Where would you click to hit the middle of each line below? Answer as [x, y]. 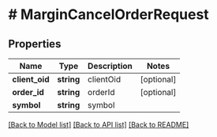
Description [110, 66]
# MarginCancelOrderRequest [108, 15]
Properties [35, 44]
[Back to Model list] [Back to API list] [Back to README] [99, 125]
